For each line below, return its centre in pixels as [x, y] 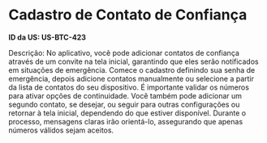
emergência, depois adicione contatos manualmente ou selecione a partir [131, 78]
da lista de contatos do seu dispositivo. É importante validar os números [129, 87]
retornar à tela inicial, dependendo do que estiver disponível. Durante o [127, 113]
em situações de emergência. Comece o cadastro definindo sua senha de [132, 69]
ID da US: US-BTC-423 [47, 37]
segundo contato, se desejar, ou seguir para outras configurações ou [124, 104]
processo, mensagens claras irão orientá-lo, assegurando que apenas [126, 121]
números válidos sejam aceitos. [61, 130]
